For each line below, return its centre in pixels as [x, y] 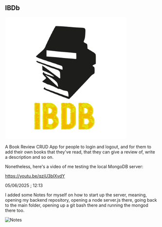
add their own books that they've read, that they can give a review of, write [80, 152]
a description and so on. [29, 157]
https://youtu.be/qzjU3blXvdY [35, 176]
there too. [15, 210]
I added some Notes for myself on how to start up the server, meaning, [76, 195]
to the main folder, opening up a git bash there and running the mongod [77, 205]
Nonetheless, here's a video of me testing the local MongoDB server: [74, 166]
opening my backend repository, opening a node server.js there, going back [81, 200]
